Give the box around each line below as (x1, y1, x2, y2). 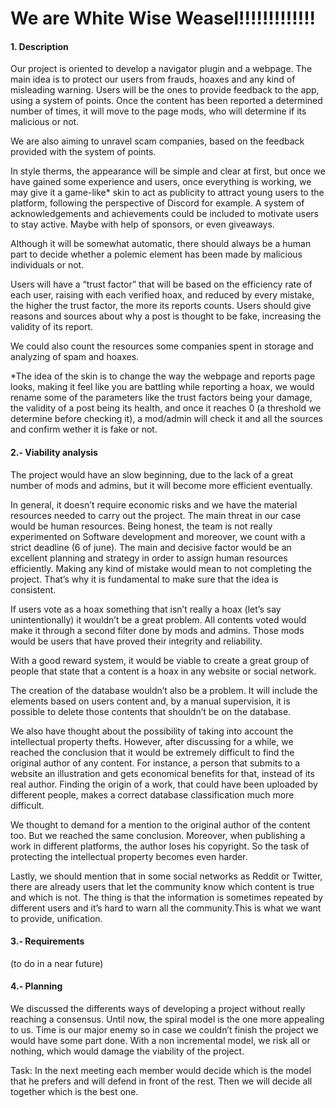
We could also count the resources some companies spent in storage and (10, 340, 314, 352)
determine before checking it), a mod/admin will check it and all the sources (10, 413, 323, 425)
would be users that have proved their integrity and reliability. (10, 635, 263, 647)
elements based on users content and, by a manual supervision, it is (10, 695, 291, 707)
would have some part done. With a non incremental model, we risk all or (10, 1035, 311, 1046)
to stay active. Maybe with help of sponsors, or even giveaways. (10, 218, 275, 231)
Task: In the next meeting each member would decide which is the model (10, 1065, 312, 1076)
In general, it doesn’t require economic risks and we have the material (10, 498, 298, 511)
